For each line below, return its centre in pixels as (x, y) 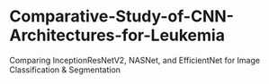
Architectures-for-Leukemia (117, 35)
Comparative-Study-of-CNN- (121, 17)
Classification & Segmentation (65, 70)
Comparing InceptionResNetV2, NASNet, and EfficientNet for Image (135, 60)
